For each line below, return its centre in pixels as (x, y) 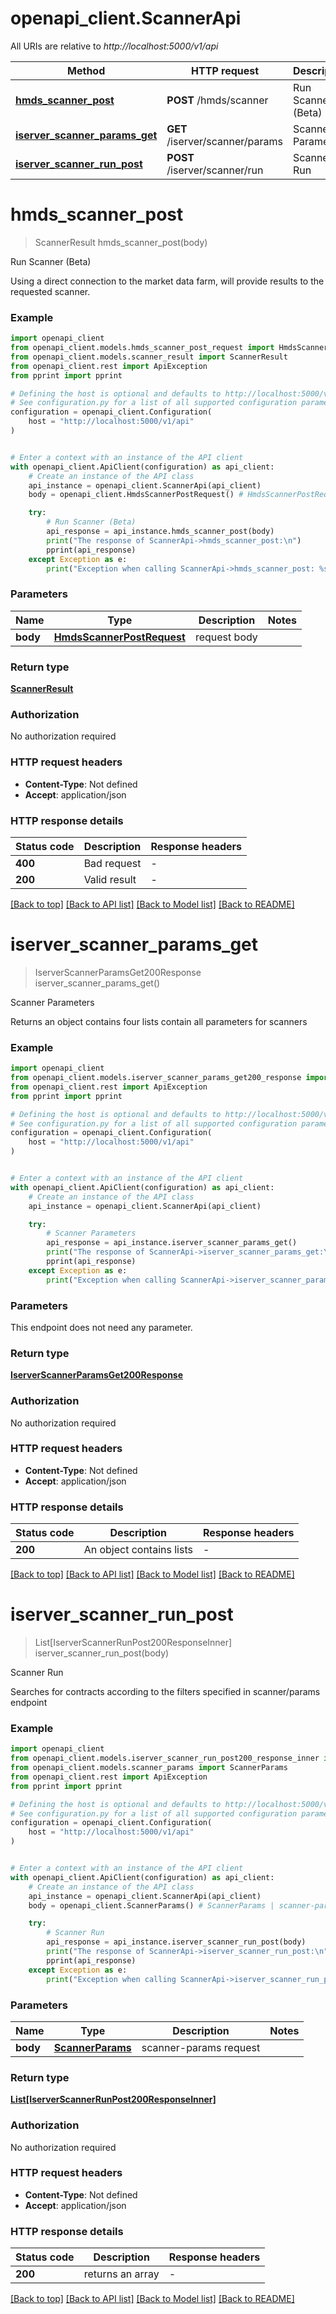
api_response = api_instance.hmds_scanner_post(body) (160, 532)
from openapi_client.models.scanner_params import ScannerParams (149, 1768)
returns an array (121, 2274)
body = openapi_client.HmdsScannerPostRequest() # (136, 495)
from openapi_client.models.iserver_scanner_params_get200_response (156, 1078)
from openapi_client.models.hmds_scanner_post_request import (142, 348)
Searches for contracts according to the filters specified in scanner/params (165, 1692)
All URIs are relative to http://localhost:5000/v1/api (114, 46)
